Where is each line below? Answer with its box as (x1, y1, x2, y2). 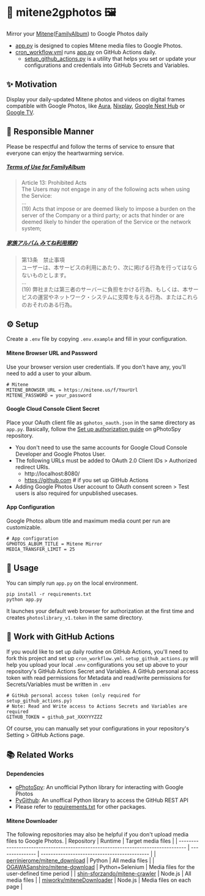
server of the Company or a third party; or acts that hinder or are (21, 211, 185, 219)
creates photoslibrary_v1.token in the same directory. (6, 614, 144, 621)
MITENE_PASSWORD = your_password (6, 392, 92, 399)
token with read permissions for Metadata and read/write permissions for (6, 674, 191, 681)
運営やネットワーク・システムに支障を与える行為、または (37, 293, 182, 300)
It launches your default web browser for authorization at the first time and (6, 607, 195, 615)
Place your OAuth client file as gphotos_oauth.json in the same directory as (6, 419, 196, 426)
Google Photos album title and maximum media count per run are (6, 517, 171, 524)
